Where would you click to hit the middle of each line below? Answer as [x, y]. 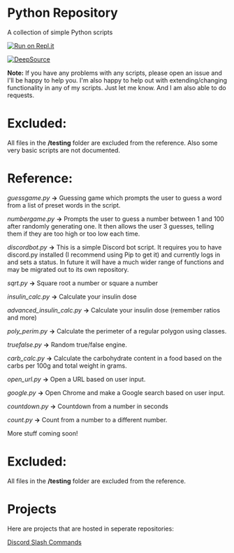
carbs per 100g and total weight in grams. [67, 366]
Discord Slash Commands [44, 542]
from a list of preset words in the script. [64, 205]
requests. [21, 95]
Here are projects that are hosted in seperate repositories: [91, 529]
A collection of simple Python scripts [60, 32]
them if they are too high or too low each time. [74, 234]
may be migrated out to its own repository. [68, 269]
